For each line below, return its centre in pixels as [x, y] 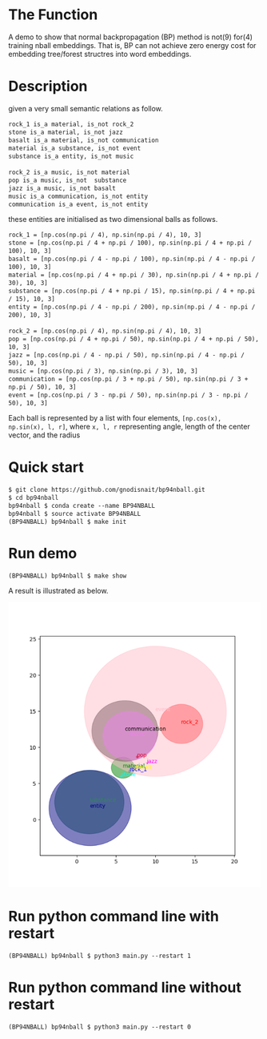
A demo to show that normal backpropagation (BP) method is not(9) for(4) [131, 37]
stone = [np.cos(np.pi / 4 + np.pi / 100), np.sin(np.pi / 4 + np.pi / [130, 243]
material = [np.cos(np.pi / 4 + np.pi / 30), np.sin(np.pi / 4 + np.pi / [134, 275]
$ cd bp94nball [34, 497]
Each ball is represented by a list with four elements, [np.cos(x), [115, 417]
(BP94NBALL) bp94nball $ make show [68, 576]
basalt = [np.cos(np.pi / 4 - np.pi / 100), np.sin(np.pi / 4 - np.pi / [132, 259]
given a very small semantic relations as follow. [86, 108]
